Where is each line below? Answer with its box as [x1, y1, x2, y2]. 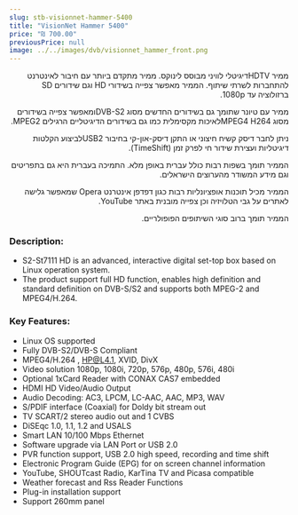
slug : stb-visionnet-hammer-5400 [9, 12, 133, 22]
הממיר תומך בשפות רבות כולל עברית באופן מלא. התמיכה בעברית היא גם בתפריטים [11, 160, 289, 170]
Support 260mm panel [21, 495, 105, 506]
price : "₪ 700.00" [9, 29, 77, 38]
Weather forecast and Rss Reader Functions [21, 477, 184, 487]
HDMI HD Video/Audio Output [21, 383, 131, 393]
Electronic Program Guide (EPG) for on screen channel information [21, 458, 266, 469]
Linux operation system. [21, 265, 111, 275]
